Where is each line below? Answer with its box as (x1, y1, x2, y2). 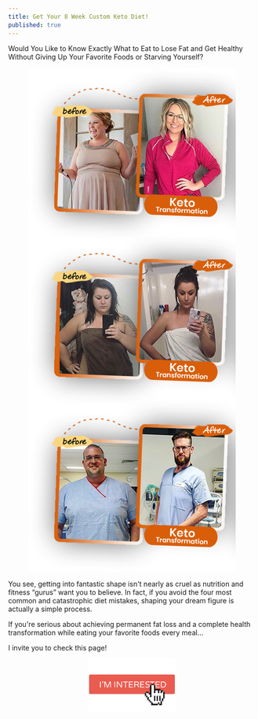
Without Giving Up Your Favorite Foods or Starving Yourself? (8, 52, 204, 61)
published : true (8, 20, 61, 29)
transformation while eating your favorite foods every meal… (8, 628, 204, 637)
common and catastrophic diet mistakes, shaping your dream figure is (8, 595, 234, 605)
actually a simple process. (8, 604, 93, 614)
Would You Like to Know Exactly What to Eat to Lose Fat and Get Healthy (8, 43, 243, 53)
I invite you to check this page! (8, 643, 107, 652)
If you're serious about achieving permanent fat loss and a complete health (8, 619, 251, 629)
